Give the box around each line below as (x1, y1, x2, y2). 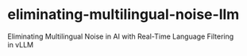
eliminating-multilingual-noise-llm (7, 6, 240, 24)
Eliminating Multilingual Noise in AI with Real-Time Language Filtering (7, 32, 234, 41)
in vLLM (7, 39, 34, 49)
